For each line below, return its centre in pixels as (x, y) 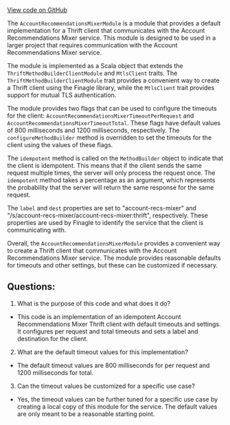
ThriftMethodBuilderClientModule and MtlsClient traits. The (92, 73)
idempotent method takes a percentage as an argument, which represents (111, 180)
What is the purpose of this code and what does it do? (94, 303)
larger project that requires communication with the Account (92, 45)
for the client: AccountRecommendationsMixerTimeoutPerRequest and (101, 116)
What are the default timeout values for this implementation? (103, 352)
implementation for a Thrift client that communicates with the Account (106, 31)
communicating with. (37, 230)
